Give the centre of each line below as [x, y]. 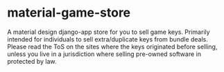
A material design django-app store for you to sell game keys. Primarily [109, 32]
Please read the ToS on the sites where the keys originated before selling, [112, 46]
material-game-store [69, 13]
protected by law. [32, 61]
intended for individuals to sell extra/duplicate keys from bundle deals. [107, 39]
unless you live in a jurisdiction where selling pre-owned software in [104, 54]
